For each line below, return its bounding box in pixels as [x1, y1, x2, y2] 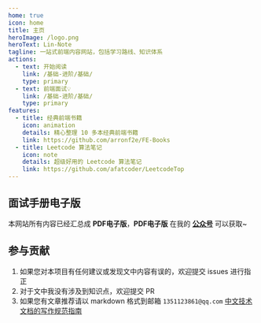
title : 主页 [8, 26, 45, 34]
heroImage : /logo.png [8, 33, 79, 42]
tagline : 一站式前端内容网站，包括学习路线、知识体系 [8, 48, 164, 56]
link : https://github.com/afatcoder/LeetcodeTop [22, 165, 185, 173]
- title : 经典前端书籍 [15, 114, 83, 122]
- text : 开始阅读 [15, 63, 68, 71]
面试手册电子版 [8, 196, 81, 210]
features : [8, 107, 41, 115]
